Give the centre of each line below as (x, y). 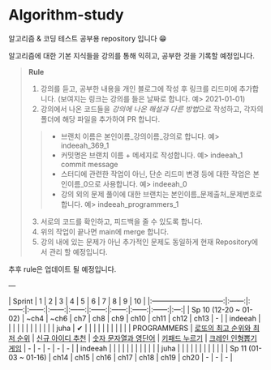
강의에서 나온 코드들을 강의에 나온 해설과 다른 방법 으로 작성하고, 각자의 (152, 109)
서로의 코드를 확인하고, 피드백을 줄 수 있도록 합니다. (121, 222)
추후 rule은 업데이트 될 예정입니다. (62, 269)
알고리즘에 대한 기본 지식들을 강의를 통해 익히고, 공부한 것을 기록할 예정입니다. (132, 55)
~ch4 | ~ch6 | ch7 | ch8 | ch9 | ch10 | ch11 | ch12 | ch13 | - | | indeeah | (144, 318)
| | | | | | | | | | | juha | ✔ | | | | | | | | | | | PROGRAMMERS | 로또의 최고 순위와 (130, 328)
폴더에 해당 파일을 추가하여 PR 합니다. (100, 118)
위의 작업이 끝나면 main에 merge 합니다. (104, 231)
